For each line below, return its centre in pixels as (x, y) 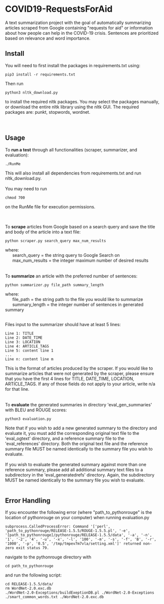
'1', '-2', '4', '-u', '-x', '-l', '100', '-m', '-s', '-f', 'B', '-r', (81, 540)
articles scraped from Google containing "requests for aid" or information (79, 27)
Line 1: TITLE (20, 333)
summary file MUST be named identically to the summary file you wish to (79, 449)
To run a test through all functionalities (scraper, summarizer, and (71, 150)
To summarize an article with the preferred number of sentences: (71, 276)
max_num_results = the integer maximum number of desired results (80, 260)
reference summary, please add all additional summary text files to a (74, 470)
